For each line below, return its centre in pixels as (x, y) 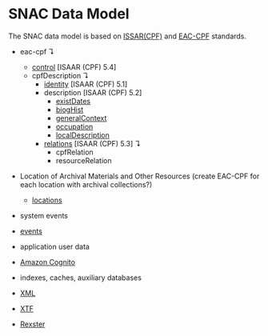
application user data (55, 246)
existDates (73, 101)
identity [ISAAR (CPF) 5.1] (86, 84)
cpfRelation (74, 152)
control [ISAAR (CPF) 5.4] (74, 67)
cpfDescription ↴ (60, 75)
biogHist (70, 110)
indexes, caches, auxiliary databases (81, 278)
